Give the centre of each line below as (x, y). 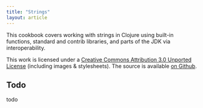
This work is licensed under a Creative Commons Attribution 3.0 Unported (99, 59)
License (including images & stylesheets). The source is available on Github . (102, 66)
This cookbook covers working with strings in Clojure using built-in (90, 35)
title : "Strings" (28, 12)
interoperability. (26, 48)
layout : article (27, 18)
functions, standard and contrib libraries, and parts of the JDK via (88, 41)
